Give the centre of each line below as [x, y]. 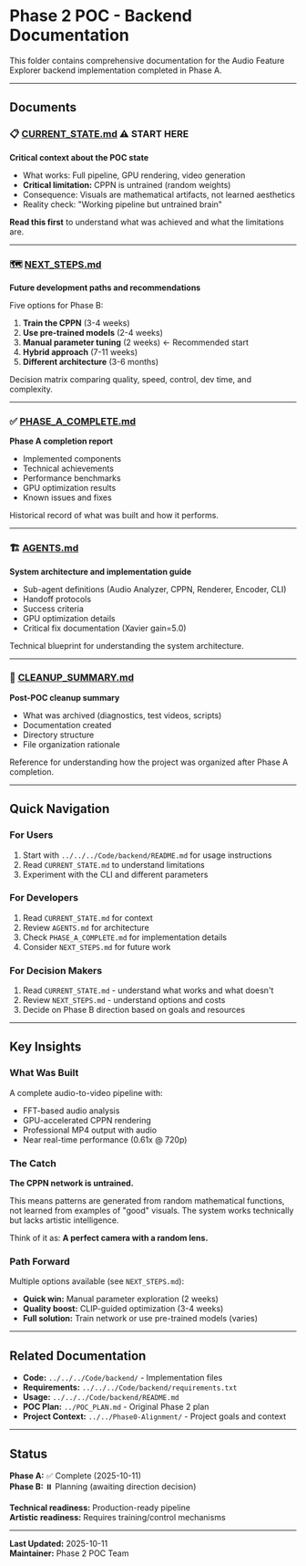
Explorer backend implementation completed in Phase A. [116, 70]
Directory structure [58, 735]
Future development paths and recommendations [105, 287]
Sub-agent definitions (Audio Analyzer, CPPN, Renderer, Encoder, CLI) [154, 589]
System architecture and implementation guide [101, 571]
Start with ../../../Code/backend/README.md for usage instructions [147, 855]
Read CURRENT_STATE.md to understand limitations [113, 864]
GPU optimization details [69, 618]
